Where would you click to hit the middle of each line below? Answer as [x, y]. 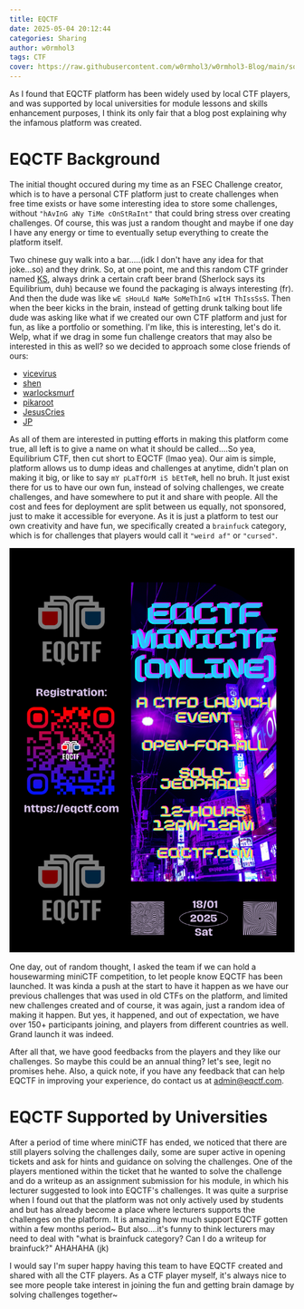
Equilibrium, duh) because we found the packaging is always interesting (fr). [152, 288]
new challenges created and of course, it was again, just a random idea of [147, 1005]
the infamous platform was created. [76, 123]
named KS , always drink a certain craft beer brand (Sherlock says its [137, 279]
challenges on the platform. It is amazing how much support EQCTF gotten [148, 1219]
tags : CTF [28, 58]
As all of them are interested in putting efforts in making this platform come [149, 438]
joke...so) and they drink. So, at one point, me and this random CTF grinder [149, 269]
